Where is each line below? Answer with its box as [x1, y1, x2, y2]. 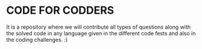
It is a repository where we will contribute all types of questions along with [6, 23, 191, 30]
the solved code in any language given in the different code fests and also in [6, 29, 196, 36]
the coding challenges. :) [6, 36, 68, 43]
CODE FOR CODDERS [6, 4, 115, 17]
